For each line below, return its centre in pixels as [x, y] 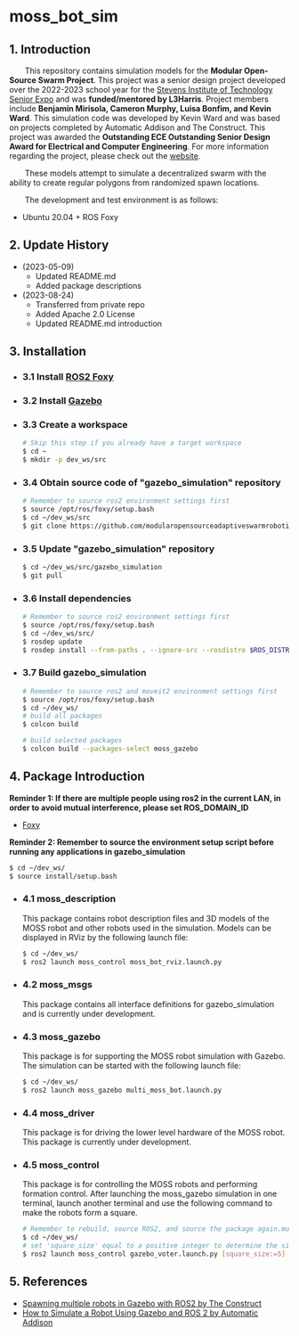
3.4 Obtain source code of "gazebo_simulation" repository [152, 482]
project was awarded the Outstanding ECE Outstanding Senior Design [140, 137]
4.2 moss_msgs [57, 985]
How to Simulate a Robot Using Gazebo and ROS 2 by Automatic [140, 1313]
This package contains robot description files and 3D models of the [145, 918]
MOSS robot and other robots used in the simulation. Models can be [146, 928]
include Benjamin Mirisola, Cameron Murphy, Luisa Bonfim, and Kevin [140, 108]
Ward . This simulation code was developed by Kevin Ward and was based [145, 118]
